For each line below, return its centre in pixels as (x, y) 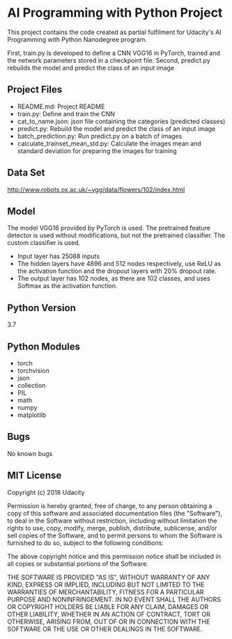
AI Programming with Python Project (115, 13)
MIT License (34, 476)
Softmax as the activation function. (67, 286)
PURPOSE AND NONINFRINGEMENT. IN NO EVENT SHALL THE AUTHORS (114, 599)
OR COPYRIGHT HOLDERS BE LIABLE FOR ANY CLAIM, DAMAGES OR (108, 606)
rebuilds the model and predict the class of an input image (91, 68)
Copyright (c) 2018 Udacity (46, 492)
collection (31, 385)
